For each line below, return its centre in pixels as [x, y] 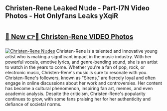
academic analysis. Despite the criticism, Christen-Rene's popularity [75, 94]
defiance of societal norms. [33, 104]
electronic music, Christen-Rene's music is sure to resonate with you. [77, 72]
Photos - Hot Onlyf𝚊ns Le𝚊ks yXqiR [62, 16]
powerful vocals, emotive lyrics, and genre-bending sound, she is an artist [82, 62]
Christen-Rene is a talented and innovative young [107, 51]
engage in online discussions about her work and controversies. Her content [84, 83]
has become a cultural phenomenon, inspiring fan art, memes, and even [79, 88]
